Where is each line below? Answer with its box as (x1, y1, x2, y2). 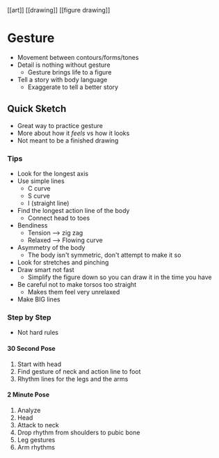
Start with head (17, 360, 61, 368)
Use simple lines (17, 177, 65, 185)
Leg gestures (17, 435, 56, 444)
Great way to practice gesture (17, 121, 103, 129)
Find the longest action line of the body (17, 207, 130, 215)
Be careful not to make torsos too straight (17, 281, 137, 289)
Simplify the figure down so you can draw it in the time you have (27, 273, 212, 281)
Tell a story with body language (17, 75, 108, 84)
